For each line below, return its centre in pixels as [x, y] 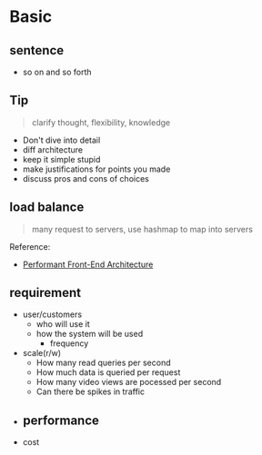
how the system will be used [90, 334]
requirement [45, 293]
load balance [47, 208]
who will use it [63, 324]
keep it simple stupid [61, 159]
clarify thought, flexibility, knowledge [101, 122]
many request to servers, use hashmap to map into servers [142, 229]
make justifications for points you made [96, 169]
